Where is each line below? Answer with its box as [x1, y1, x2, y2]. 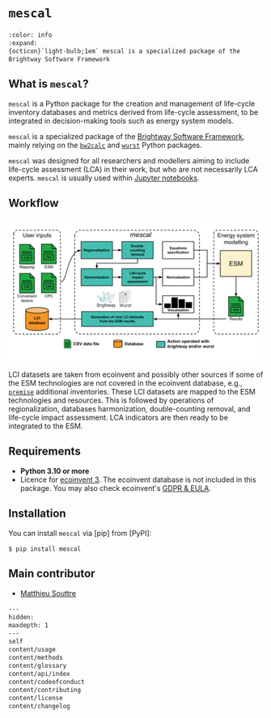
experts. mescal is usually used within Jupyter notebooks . [8, 173, 200, 183]
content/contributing [8, 686, 82, 694]
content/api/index [8, 669, 70, 678]
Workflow [8, 196, 59, 210]
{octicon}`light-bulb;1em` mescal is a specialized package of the [8, 47, 241, 55]
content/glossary [8, 661, 67, 669]
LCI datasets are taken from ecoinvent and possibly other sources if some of [8, 370, 264, 379]
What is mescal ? [8, 77, 89, 91]
